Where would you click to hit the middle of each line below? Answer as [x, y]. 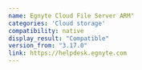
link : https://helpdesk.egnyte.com [68, 53]
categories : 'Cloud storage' [57, 23]
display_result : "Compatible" [59, 38]
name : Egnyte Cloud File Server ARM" [71, 16]
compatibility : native [46, 31]
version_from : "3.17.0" [48, 46]
